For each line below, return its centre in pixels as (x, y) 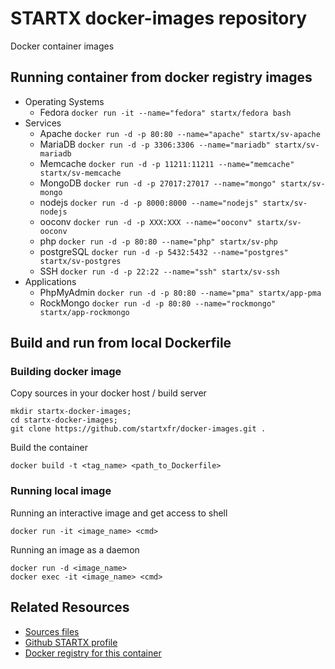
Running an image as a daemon (75, 549)
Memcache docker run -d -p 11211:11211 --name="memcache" (167, 163)
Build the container (49, 448)
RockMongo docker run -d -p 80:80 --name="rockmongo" (158, 303)
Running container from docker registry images (161, 77)
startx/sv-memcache (80, 173)
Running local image (61, 491)
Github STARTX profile (71, 642)
